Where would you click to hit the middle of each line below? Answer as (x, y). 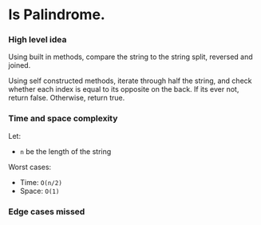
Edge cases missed (47, 211)
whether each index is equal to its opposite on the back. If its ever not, (124, 89)
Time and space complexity (63, 119)
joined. (20, 65)
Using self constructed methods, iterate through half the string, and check (130, 81)
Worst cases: (30, 167)
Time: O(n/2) (41, 182)
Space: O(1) (40, 191)
